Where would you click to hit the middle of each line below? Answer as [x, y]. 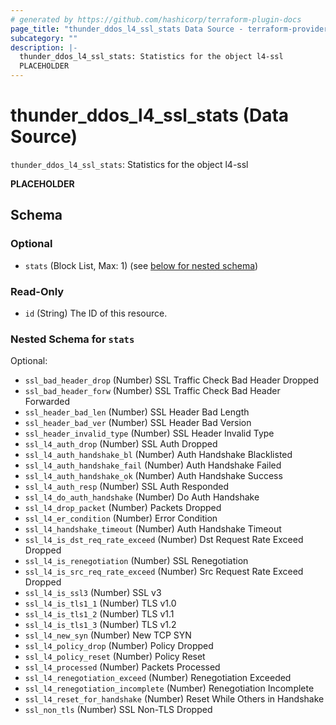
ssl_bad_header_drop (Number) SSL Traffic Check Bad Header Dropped [172, 380]
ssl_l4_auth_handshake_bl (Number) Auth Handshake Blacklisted [158, 455]
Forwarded [47, 402]
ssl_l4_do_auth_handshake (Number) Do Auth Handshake [142, 497]
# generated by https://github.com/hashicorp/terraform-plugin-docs [156, 19]
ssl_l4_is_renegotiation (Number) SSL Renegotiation [136, 561]
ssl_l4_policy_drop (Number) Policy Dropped [119, 646]
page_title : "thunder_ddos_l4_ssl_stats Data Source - [127, 29]
